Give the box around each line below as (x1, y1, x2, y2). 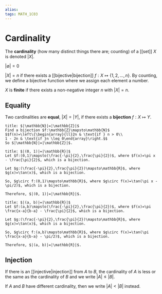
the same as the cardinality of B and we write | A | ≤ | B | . (5, 274, 115, 280)
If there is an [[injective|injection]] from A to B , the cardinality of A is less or (5, 269, 156, 275)
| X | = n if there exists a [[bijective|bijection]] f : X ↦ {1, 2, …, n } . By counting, (5, 72, 158, 78)
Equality (5, 101, 31, 109)
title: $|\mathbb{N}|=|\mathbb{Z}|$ (5, 123, 79, 129)
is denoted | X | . (5, 54, 35, 60)
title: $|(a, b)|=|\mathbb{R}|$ (5, 200, 71, 205)
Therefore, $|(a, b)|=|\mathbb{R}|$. (5, 242, 82, 248)
